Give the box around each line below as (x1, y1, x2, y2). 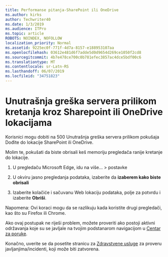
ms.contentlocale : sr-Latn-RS (5, 64, 69, 69)
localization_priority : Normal (5, 41, 71, 46)
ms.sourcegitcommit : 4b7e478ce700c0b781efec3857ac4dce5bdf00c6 (5, 54, 142, 60)
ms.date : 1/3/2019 (5, 21, 44, 27)
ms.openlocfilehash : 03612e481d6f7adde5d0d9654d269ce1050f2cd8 (5, 50, 142, 55)
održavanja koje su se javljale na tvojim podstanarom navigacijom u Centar (5, 225, 161, 231)
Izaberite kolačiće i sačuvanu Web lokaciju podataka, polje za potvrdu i (12, 189, 161, 196)
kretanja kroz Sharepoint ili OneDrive (5, 106, 163, 118)
